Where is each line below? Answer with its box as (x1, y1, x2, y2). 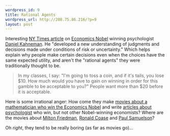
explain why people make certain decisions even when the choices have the (5, 52, 165, 58)
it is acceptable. (17, 89, 51, 95)
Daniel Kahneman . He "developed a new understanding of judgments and (5, 41, 159, 47)
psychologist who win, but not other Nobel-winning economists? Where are (5, 110, 164, 116)
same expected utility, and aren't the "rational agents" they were (5, 57, 140, 64)
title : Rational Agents (5, 12, 56, 17)
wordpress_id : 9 (5, 7, 40, 13)
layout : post (5, 21, 33, 27)
